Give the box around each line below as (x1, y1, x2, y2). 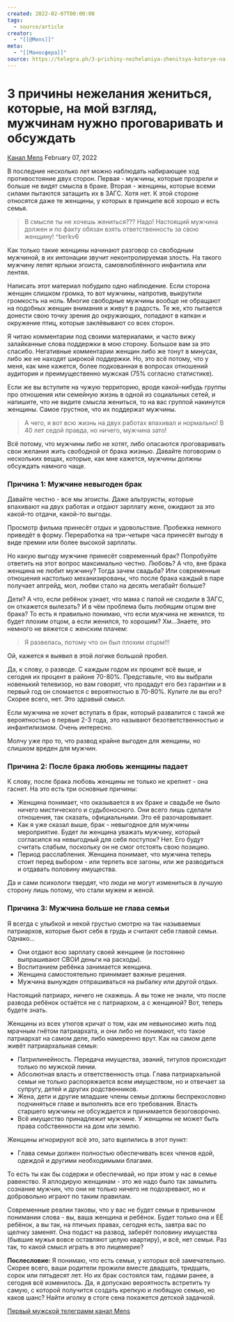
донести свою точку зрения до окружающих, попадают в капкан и (7, 311, 207, 320)
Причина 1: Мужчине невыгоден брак (7, 479, 143, 489)
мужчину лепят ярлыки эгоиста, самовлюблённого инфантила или (7, 260, 207, 269)
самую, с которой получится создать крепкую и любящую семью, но (7, 1286, 215, 1294)
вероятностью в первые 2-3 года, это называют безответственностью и (7, 715, 224, 724)
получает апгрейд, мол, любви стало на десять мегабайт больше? (7, 581, 206, 590)
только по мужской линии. (17, 1062, 97, 1071)
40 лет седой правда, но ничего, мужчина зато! (24, 426, 167, 434)
